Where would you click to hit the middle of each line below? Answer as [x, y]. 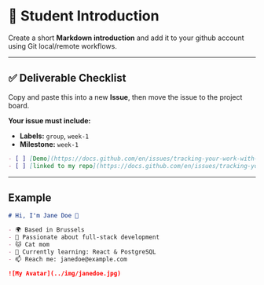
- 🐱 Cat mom [29, 244]
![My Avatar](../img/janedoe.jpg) [65, 273]
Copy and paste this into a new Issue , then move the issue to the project [125, 97]
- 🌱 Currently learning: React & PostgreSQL [82, 252]
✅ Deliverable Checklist [67, 78]
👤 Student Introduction [84, 16]
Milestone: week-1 [49, 144]
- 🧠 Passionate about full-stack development [84, 238]
